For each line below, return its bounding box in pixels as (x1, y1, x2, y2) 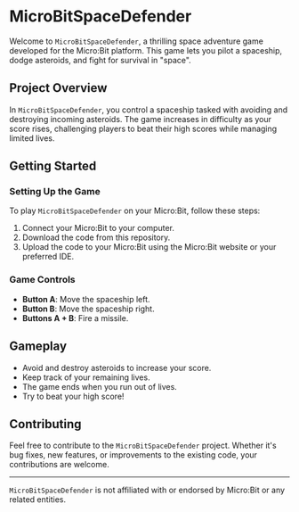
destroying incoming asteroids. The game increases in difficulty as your (9, 113, 272, 124)
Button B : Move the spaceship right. (21, 303, 155, 314)
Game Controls (9, 274, 76, 286)
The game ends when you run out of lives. (21, 381, 178, 392)
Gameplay (9, 339, 68, 354)
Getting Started (9, 159, 97, 174)
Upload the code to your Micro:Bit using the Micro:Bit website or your (21, 242, 277, 252)
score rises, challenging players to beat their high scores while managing (9, 123, 278, 134)
